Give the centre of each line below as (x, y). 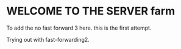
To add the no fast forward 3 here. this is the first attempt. (79, 28)
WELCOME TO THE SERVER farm (91, 11)
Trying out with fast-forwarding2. (48, 39)
